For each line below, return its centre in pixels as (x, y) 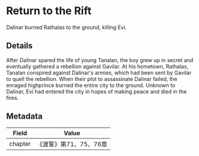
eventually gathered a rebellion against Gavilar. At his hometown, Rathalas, (97, 66)
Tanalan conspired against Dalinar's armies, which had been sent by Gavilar (99, 73)
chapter (20, 144)
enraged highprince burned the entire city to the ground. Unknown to (91, 85)
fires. (12, 97)
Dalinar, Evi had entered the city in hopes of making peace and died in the (97, 91)
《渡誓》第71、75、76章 (72, 144)
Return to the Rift (49, 11)
